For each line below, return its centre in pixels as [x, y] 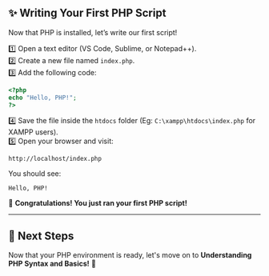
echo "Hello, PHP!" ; [43, 98]
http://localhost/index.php [55, 159]
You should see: [35, 174]
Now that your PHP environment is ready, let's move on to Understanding [130, 255]
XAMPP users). [33, 132]
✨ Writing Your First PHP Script [87, 13]
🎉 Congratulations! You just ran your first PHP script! [98, 203]
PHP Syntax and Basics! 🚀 [52, 264]
